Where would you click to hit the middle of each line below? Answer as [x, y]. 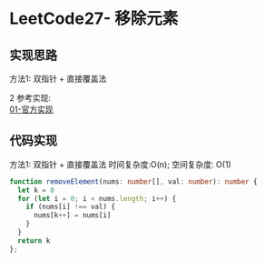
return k [34, 241]
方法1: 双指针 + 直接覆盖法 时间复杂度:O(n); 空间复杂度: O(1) [120, 164]
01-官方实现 [31, 109]
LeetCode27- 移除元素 [94, 19]
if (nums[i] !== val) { [71, 207]
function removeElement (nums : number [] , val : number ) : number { [133, 181]
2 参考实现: [30, 98]
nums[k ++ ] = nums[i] [72, 216]
